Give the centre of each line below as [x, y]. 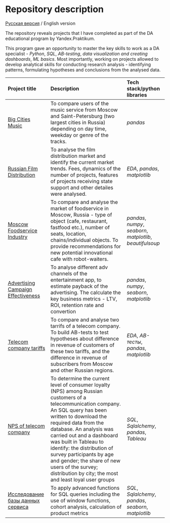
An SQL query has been [79, 410]
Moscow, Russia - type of [81, 214]
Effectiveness [24, 295]
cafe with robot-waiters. [79, 259]
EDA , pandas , [143, 168]
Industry [18, 237]
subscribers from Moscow [81, 364]
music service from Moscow [84, 110]
